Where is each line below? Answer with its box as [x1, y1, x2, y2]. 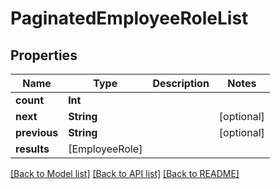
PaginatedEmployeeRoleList [10, 7, 249, 30]
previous [15, 126, 59, 139]
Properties [10, 47, 78, 64]
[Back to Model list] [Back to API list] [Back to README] [10, 168, 240, 179]
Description [152, 77, 210, 90]
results [15, 142, 50, 156]
